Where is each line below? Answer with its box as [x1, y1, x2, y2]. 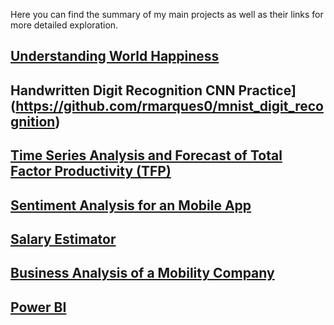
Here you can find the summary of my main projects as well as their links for [10, 9, 324, 20]
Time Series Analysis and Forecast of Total [10, 147, 283, 164]
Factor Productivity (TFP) [10, 163, 172, 180]
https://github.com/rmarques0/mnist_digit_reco [15, 97, 324, 114]
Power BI [10, 299, 67, 316]
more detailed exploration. [10, 19, 119, 31]
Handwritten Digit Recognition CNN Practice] [10, 82, 297, 99]
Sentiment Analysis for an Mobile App [10, 197, 252, 214]
